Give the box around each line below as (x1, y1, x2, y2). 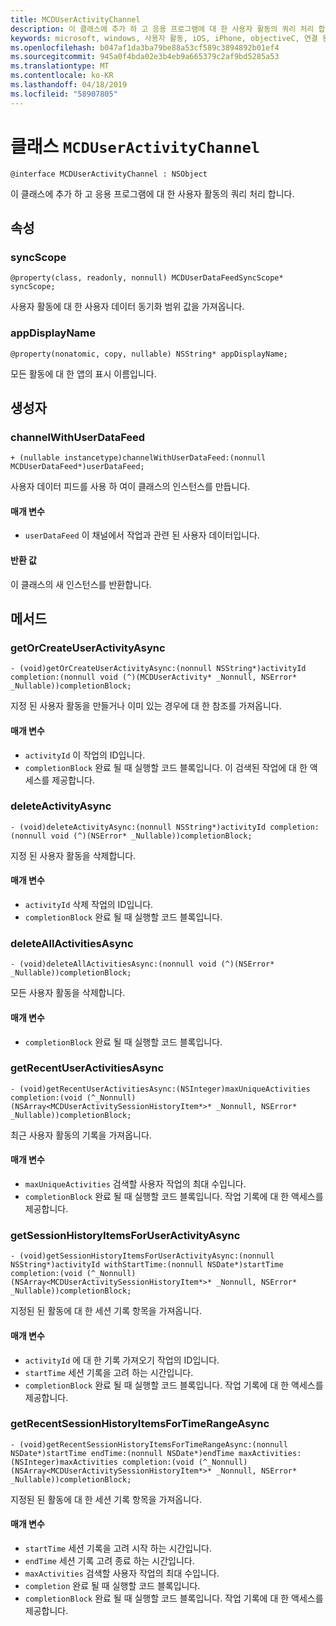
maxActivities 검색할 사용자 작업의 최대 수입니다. (24, 1567, 220, 1580)
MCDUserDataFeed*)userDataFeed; (10, 462, 145, 472)
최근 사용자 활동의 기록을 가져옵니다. (10, 1129, 152, 1141)
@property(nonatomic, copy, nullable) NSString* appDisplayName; (10, 349, 288, 359)
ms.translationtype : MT (10, 61, 110, 71)
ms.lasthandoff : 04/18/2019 (10, 80, 128, 90)
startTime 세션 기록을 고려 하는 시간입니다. (24, 1366, 194, 1378)
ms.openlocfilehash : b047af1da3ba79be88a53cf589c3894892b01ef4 (10, 42, 280, 53)
